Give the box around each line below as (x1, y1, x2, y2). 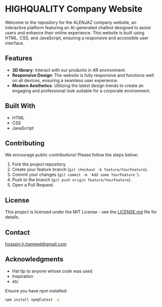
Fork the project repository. (12, 161, 67, 167)
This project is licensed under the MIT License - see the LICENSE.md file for (5, 209, 157, 215)
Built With (5, 102, 35, 110)
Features (5, 54, 32, 63)
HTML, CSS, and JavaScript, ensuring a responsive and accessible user (5, 35, 149, 41)
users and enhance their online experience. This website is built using (5, 30, 145, 35)
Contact (5, 228, 30, 237)
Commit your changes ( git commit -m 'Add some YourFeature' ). (12, 171, 140, 178)
